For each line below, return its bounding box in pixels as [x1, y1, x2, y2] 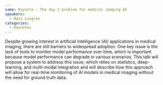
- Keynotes [9, 25, 32, 30]
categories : [5, 20, 29, 26]
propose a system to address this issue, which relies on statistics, [5, 59, 137, 65]
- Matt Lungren [9, 16, 40, 21]
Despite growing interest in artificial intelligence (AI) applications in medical [5, 38, 156, 44]
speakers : [5, 12, 25, 17]
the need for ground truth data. [5, 75, 67, 81]
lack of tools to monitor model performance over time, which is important [5, 49, 152, 55]
